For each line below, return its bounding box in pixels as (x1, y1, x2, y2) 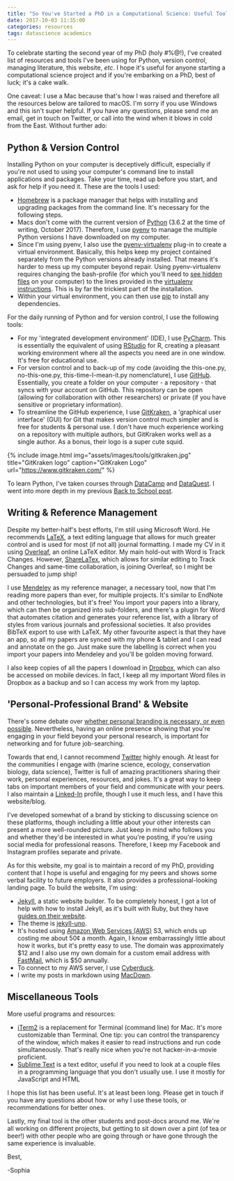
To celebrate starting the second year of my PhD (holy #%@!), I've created (7, 49, 221, 57)
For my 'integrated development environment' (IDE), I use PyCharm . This (17, 334, 226, 342)
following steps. (17, 210, 63, 219)
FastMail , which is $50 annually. (17, 956, 109, 964)
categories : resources (7, 23, 73, 30)
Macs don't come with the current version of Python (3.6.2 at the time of (17, 218, 226, 226)
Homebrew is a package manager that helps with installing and (17, 196, 198, 204)
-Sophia (7, 1166, 30, 1174)
